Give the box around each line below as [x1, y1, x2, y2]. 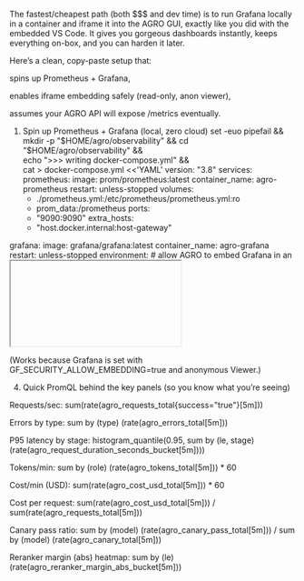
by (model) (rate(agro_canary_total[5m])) [9, 535, 162, 545]
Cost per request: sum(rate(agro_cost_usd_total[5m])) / [9, 497, 216, 508]
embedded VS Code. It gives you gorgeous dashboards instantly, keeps [9, 28, 279, 38]
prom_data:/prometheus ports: [35, 203, 151, 214]
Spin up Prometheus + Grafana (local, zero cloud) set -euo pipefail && [22, 125, 284, 136]
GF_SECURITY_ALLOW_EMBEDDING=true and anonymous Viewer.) [9, 365, 261, 375]
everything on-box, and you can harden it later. [9, 37, 185, 48]
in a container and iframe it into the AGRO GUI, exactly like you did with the [9, 18, 289, 29]
